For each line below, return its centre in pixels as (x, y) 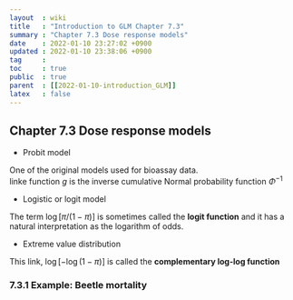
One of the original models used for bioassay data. (104, 170)
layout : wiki (38, 18)
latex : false (40, 94)
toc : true (38, 69)
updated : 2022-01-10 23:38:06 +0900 (81, 52)
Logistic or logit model (64, 199)
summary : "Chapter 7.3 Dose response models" (99, 35)
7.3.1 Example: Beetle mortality (78, 285)
